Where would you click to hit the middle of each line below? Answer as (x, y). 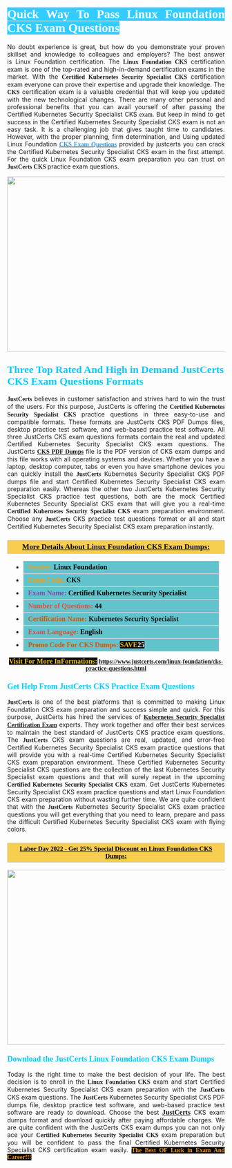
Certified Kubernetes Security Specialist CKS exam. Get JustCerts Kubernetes (116, 785)
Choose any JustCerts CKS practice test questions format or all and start (116, 519)
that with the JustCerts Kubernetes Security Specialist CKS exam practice (116, 807)
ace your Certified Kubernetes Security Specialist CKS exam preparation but (116, 1135)
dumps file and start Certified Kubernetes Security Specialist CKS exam (116, 481)
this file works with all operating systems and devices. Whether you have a (116, 459)
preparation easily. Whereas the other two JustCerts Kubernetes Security (116, 489)
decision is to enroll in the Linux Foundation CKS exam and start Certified (116, 1082)
